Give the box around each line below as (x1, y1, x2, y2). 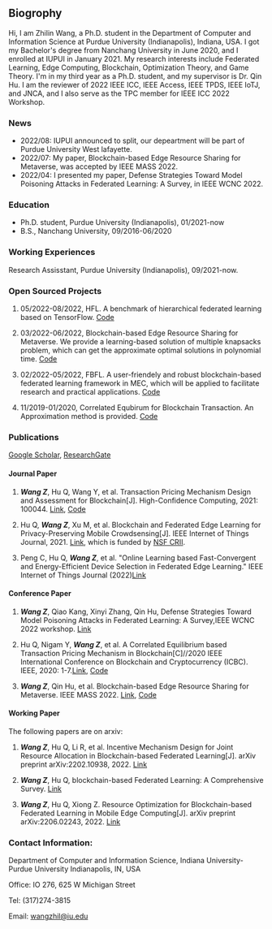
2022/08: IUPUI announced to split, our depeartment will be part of (19, 136, 245, 145)
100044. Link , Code (19, 503, 87, 514)
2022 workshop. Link (19, 624, 92, 633)
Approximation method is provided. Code (19, 412, 158, 421)
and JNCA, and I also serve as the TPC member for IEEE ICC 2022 (8, 89, 230, 98)
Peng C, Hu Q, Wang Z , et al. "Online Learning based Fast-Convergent (19, 552, 257, 563)
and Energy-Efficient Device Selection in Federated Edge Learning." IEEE (19, 561, 264, 571)
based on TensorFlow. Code (19, 313, 115, 322)
